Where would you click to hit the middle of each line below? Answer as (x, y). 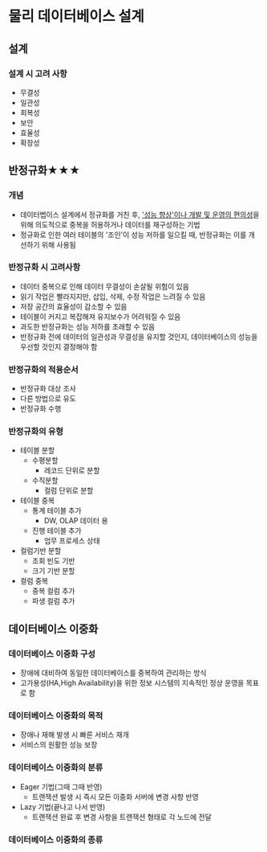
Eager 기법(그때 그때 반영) (61, 786)
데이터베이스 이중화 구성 (52, 653)
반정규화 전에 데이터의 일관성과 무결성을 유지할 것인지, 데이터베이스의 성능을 (139, 336)
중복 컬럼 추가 (53, 591)
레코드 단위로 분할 (72, 470)
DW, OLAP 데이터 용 (76, 521)
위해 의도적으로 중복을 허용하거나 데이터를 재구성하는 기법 (110, 224)
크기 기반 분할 (53, 571)
